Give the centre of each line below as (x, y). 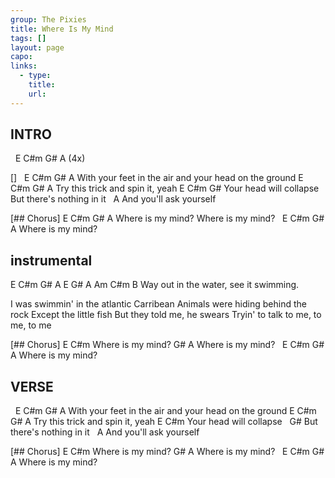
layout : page (37, 47)
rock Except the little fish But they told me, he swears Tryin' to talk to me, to (166, 315)
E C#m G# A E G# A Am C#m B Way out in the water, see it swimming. (155, 285)
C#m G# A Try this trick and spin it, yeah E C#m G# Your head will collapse (165, 188)
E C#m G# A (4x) (50, 158)
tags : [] (28, 38)
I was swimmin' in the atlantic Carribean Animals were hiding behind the (158, 304)
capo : (21, 57)
